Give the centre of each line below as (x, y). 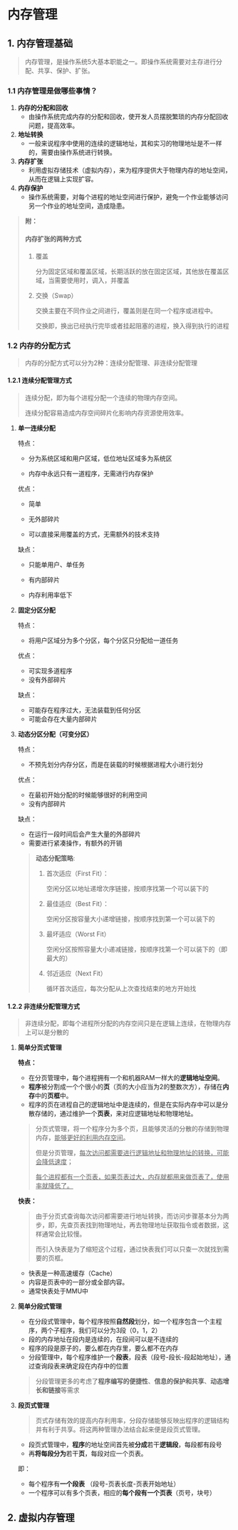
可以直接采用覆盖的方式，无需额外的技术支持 (94, 534)
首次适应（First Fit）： (77, 873)
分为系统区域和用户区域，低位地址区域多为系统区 (100, 458)
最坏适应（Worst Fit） (78, 934)
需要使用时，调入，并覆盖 (92, 280)
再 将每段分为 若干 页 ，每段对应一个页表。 (88, 1454)
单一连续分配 (36, 428)
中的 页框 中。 (53, 1096)
